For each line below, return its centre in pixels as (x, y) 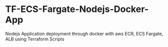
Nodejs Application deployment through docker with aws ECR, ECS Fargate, (84, 33)
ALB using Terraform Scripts (35, 39)
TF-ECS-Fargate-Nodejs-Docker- (77, 9)
